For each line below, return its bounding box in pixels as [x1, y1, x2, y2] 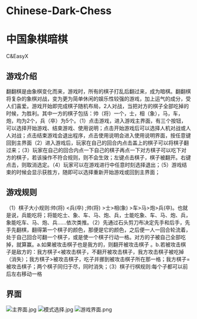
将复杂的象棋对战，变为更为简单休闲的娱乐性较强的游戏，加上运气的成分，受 [6, 95, 191, 102]
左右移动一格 [11, 270, 42, 277]
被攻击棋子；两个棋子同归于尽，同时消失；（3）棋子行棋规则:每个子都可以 [6, 263, 183, 270]
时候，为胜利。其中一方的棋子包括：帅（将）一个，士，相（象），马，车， [6, 110, 184, 117]
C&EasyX [6, 53, 29, 60]
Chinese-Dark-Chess [6, 4, 112, 18]
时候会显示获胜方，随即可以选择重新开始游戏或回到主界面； [16, 169, 160, 176]
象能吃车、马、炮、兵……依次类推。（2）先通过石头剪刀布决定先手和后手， [6, 219, 185, 226]
